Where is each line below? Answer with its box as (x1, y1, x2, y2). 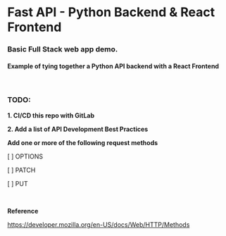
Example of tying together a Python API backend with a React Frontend (7, 61, 220, 70)
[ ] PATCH (7, 166, 36, 174)
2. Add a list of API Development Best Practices (7, 125, 149, 133)
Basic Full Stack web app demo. (7, 44, 118, 54)
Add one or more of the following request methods (7, 138, 158, 147)
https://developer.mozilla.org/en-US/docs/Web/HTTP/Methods (7, 220, 190, 229)
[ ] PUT (7, 179, 28, 187)
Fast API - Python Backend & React (7, 4, 215, 20)
